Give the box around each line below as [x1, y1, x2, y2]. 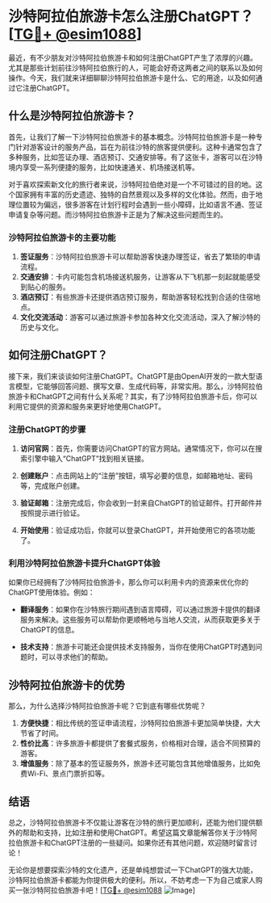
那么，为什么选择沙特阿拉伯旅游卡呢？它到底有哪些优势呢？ [8, 701, 206, 711]
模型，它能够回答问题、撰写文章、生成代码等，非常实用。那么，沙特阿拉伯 [15, 381, 263, 391]
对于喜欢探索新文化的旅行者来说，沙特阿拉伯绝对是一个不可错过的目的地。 [8, 179, 256, 189]
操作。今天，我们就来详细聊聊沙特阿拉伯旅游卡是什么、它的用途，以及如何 [8, 73, 256, 82]
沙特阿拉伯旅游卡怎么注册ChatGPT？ [8, 7, 254, 26]
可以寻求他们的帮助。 [41, 652, 113, 662]
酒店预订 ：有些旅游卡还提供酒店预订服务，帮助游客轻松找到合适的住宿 [19, 292, 254, 302]
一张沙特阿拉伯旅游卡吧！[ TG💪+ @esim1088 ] [15, 885, 196, 895]
